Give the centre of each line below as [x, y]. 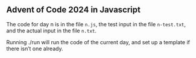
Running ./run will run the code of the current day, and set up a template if [98, 42]
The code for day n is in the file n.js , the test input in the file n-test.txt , [96, 24]
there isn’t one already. [35, 48]
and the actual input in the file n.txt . [52, 30]
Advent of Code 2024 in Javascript [73, 10]
